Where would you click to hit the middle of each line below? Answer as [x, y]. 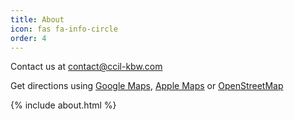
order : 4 [28, 38]
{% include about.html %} [63, 105]
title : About [37, 19]
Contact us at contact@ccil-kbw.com [86, 67]
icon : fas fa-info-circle [64, 29]
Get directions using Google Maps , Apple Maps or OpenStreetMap [147, 86]
